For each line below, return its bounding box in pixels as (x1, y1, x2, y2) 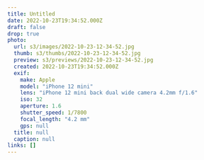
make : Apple (20, 76, 55, 84)
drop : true (7, 30, 40, 38)
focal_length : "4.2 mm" (20, 115, 91, 122)
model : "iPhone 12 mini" (20, 83, 93, 90)
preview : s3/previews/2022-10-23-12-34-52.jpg (13, 57, 154, 64)
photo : (7, 37, 27, 44)
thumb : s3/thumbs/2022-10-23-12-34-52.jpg (13, 50, 141, 57)
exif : (13, 69, 30, 76)
